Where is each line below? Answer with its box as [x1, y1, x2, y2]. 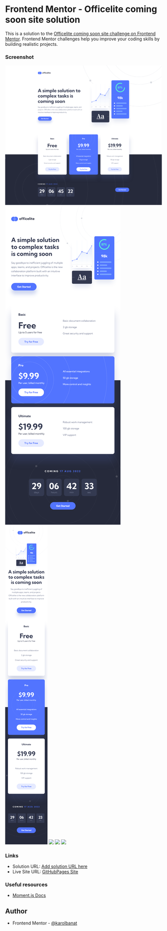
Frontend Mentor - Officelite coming [5, 3, 158, 15]
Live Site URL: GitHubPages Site [12, 868, 79, 875]
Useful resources [5, 881, 48, 888]
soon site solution [5, 14, 81, 25]
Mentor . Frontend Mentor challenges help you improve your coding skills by [5, 36, 160, 42]
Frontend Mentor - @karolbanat [12, 920, 78, 926]
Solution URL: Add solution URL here [12, 863, 88, 869]
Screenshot [5, 53, 34, 60]
